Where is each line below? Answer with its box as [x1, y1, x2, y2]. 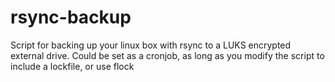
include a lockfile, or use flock [10, 60, 135, 72]
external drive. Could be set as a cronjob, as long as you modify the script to [10, 49, 325, 61]
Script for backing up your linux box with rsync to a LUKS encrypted [10, 39, 292, 51]
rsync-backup [10, 6, 132, 29]
